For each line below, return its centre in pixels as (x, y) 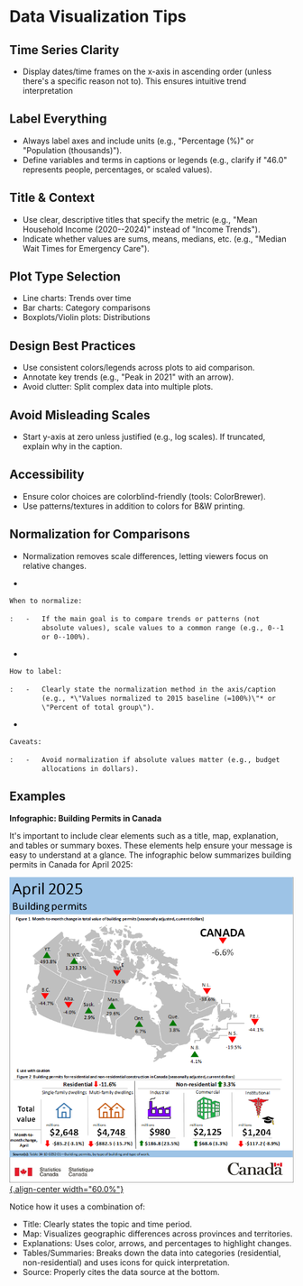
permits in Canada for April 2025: (71, 864)
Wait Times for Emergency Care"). (86, 248)
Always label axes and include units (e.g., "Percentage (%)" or (138, 141)
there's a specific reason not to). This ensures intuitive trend (134, 81)
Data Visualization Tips (98, 17)
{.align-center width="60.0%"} (67, 1189)
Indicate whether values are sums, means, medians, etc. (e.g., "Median (154, 239)
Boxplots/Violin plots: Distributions (86, 317)
